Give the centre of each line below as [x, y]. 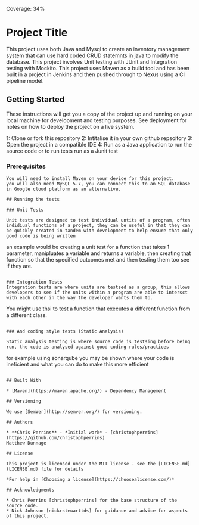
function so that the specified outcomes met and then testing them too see [98, 260]
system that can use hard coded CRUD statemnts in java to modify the [92, 55]
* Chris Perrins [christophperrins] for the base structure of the [92, 501]
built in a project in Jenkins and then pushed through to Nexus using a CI [96, 74]
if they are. [19, 266]
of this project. [28, 516]
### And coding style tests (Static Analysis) [65, 331]
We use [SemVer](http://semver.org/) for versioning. [74, 412]
